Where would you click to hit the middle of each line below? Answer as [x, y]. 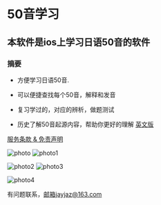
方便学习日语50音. [43, 80]
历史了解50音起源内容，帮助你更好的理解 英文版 [85, 124]
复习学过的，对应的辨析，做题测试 [66, 109]
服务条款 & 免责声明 [35, 139]
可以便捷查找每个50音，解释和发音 [66, 95]
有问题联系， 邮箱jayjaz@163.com [55, 194]
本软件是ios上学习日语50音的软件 [79, 42]
